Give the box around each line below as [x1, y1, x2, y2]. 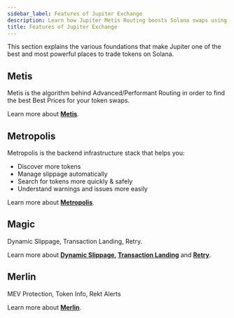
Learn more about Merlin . [7, 303, 82, 312]
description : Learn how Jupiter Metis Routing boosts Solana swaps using [7, 17, 228, 24]
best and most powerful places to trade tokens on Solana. [7, 50, 174, 58]
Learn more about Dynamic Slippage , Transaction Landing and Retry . [7, 250, 212, 259]
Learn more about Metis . [7, 110, 79, 118]
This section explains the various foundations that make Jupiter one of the [7, 43, 222, 51]
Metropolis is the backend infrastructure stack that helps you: [7, 148, 185, 157]
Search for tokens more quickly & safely [17, 177, 133, 186]
